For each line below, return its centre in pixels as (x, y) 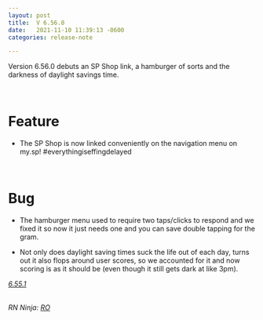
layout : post (29, 15)
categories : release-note (50, 37)
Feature (34, 122)
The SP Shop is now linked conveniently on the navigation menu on (128, 144)
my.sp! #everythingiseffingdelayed (75, 152)
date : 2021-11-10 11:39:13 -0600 (66, 30)
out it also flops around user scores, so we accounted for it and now (130, 260)
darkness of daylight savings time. (64, 75)
